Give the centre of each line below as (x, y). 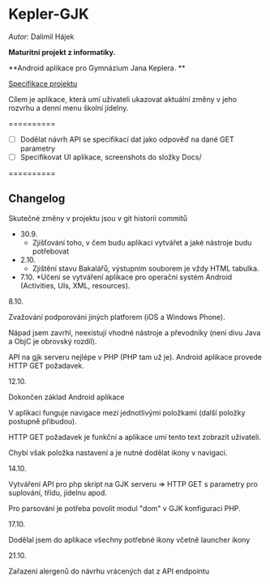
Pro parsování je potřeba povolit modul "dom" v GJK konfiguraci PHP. (124, 508)
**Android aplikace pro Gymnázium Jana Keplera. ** (97, 68)
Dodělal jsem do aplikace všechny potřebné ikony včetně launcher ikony (129, 539)
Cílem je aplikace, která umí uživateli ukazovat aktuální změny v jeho (123, 99)
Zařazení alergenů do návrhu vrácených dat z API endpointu (109, 571)
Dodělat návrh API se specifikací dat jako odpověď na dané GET (127, 139)
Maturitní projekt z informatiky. (62, 52)
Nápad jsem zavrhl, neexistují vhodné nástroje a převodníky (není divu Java (135, 332)
